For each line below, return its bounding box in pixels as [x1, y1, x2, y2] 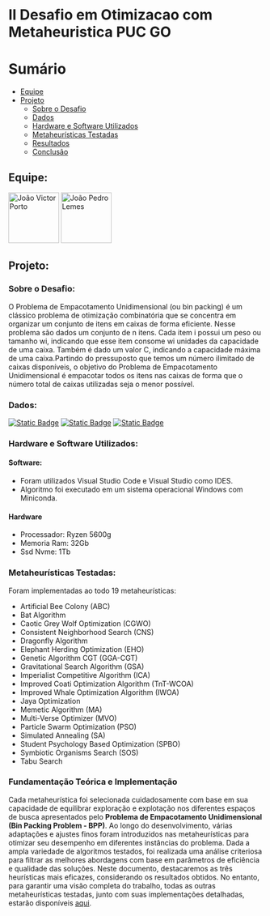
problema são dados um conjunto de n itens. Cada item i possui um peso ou [8, 327, 261, 337]
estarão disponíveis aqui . [8, 897, 92, 908]
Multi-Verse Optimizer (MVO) [19, 713, 117, 722]
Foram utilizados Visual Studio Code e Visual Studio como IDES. [19, 476, 233, 486]
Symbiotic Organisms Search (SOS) [19, 748, 139, 757]
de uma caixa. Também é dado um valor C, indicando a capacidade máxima [8, 344, 261, 354]
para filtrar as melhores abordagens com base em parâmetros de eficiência [8, 854, 260, 864]
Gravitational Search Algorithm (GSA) [19, 662, 145, 671]
